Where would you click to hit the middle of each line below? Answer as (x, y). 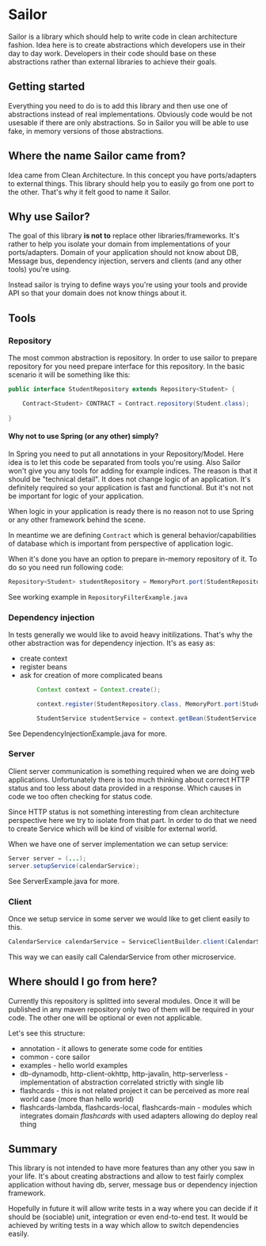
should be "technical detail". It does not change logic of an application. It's (129, 479)
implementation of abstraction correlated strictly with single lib (122, 1082)
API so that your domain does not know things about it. (98, 293)
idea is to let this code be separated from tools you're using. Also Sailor (125, 462)
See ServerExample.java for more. (64, 881)
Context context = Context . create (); (99, 690)
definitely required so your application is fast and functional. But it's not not (131, 487)
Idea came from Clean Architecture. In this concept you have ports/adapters (133, 175)
